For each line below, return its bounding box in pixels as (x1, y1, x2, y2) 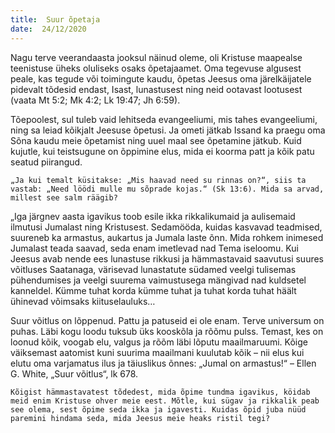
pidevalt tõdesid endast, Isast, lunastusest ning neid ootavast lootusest (10, 83, 303, 95)
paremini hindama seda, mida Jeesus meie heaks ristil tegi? (10, 413, 271, 423)
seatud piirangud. (10, 156, 83, 168)
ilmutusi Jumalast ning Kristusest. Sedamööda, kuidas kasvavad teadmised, (10, 221, 323, 233)
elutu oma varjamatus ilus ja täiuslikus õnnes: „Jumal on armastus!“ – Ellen (10, 357, 317, 369)
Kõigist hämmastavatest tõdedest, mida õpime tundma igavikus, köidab (10, 387, 311, 397)
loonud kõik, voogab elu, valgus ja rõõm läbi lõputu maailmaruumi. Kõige (10, 336, 308, 348)
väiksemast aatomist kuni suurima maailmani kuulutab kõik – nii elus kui (10, 346, 305, 358)
